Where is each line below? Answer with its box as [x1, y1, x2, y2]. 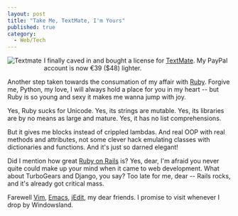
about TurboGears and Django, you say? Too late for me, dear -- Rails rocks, [7, 172, 231, 180]
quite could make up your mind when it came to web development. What [7, 164, 220, 173]
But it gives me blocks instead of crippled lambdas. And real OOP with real [7, 128, 225, 136]
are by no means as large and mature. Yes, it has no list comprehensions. [7, 114, 222, 123]
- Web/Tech [13, 37, 46, 44]
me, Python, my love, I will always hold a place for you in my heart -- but [7, 85, 219, 94]
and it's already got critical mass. [7, 179, 104, 188]
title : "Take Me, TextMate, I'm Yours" [7, 17, 126, 24]
